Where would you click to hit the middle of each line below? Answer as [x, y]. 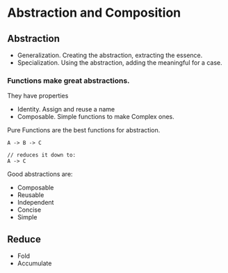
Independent [35, 203]
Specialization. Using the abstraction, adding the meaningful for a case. [120, 63]
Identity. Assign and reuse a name [66, 109]
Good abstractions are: [40, 174]
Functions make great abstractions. [68, 80]
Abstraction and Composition [94, 13]
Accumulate [34, 263]
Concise [29, 210]
